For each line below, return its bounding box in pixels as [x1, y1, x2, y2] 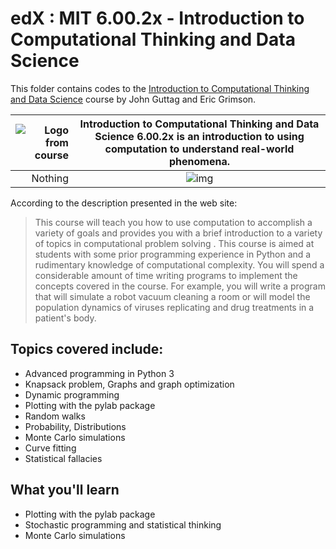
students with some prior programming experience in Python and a [34, 248, 312, 260]
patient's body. [34, 312, 97, 324]
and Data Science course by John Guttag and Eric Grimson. [10, 93, 257, 105]
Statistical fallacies [24, 452, 103, 464]
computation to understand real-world [104, 142, 295, 156]
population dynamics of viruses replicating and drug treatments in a [34, 301, 315, 313]
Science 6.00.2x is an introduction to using [94, 129, 305, 143]
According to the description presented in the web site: [10, 197, 238, 209]
